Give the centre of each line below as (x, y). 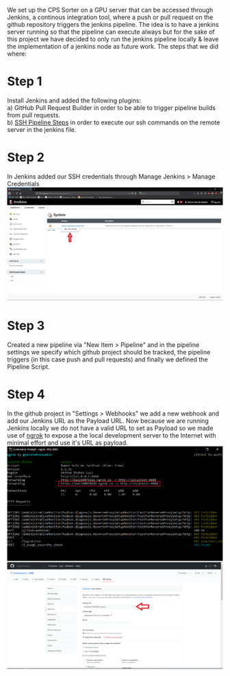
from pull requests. (34, 115)
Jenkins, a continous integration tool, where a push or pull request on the (110, 17)
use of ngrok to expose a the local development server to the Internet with (112, 436)
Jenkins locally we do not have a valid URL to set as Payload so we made (110, 428)
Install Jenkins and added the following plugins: (74, 100)
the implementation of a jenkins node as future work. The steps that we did (113, 46)
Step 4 (26, 395)
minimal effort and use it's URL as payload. (67, 443)
